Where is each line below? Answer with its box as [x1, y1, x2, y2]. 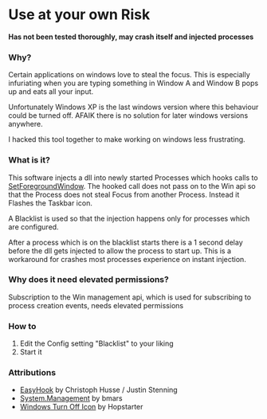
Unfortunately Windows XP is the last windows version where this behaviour [8, 102, 259, 112]
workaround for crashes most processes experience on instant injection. [8, 254, 247, 264]
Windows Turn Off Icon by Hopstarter [19, 402, 143, 412]
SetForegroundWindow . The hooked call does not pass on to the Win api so [8, 181, 257, 190]
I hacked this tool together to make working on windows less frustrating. [8, 135, 245, 144]
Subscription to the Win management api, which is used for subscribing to [8, 292, 252, 302]
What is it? [8, 155, 50, 166]
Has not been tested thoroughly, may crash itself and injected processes [8, 32, 254, 41]
